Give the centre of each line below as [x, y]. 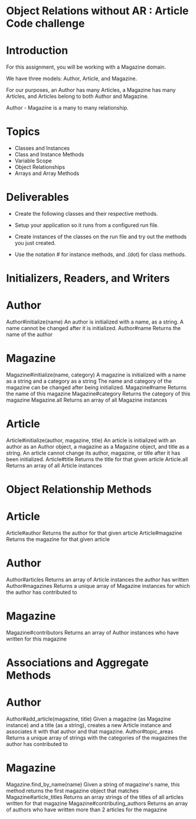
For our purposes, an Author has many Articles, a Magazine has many [91, 90]
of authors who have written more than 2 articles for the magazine [86, 810]
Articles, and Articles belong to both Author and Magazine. [78, 97]
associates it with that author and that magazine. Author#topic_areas [90, 732]
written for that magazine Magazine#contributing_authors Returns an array [97, 804]
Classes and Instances [42, 148]
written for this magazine [36, 639]
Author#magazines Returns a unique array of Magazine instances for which [98, 586]
